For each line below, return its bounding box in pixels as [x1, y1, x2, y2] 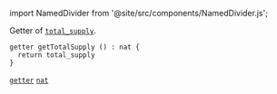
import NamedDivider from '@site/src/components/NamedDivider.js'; [9, 8, 268, 18]
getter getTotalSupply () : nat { [9, 42, 141, 52]
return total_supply [17, 51, 95, 60]
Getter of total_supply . [9, 25, 97, 35]
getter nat [9, 76, 49, 85]
